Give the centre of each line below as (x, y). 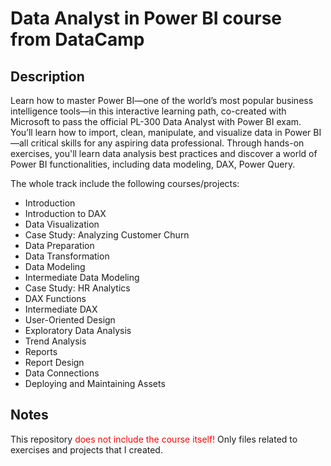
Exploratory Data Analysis (78, 330)
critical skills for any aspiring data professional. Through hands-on (167, 143)
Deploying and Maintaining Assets (95, 383)
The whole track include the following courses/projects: (125, 183)
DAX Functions (55, 298)
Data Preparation (59, 245)
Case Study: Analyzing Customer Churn (107, 235)
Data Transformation (67, 256)
